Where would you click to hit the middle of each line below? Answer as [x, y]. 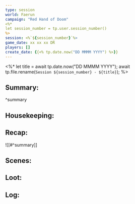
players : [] [18, 47]
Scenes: [18, 160]
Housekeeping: [30, 116]
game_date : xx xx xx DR [30, 43]
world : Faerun [20, 15]
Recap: [17, 133]
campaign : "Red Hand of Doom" [37, 19]
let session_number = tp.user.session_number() [56, 29]
